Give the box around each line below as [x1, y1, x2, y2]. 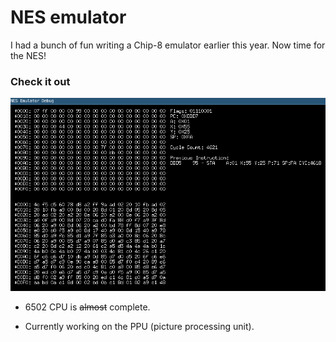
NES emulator [10, 6, 127, 29]
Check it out [10, 74, 71, 88]
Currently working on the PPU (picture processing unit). [24, 321, 255, 333]
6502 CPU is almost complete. [24, 301, 151, 313]
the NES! [10, 49, 47, 61]
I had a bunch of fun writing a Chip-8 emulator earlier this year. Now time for [10, 39, 326, 51]
